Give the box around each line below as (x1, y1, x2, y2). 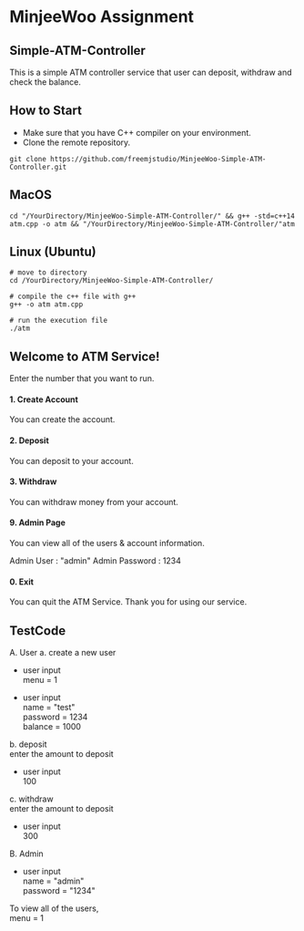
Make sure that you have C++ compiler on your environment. (22, 127, 252, 138)
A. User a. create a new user (9, 647, 117, 658)
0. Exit (9, 576, 35, 587)
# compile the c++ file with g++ (9, 292, 137, 302)
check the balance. (9, 77, 82, 88)
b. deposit (9, 739, 47, 750)
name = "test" (22, 702, 76, 713)
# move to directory (9, 268, 88, 277)
